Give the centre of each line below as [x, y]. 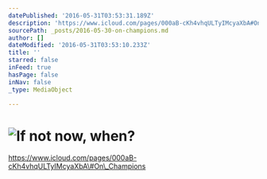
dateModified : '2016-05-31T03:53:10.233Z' [79, 45]
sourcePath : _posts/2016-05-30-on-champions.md [89, 30]
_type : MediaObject [41, 89]
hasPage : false [33, 75]
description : [30, 23]
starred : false [33, 60]
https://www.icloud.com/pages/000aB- [73, 158]
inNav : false [30, 82]
